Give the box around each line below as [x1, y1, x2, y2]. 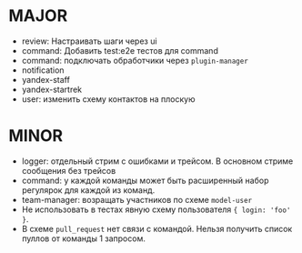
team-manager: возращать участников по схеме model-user [21, 194, 253, 205]
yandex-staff [21, 74, 70, 85]
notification [21, 65, 65, 76]
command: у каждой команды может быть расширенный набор [21, 175, 269, 186]
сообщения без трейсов [21, 165, 116, 176]
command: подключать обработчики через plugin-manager [21, 55, 249, 66]
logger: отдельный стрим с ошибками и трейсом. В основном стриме [21, 156, 294, 167]
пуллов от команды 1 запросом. [21, 233, 146, 244]
